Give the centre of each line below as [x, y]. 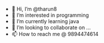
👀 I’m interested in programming [50, 15]
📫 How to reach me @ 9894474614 [55, 34]
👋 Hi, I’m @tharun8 [34, 9]
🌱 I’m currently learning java [45, 21]
